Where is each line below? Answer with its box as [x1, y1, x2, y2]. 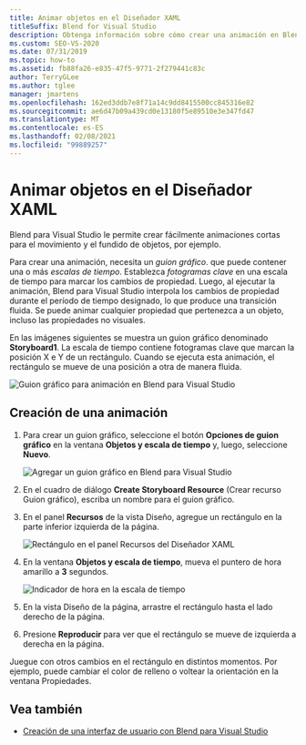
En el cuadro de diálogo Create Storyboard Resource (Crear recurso [22, 484, 282, 495]
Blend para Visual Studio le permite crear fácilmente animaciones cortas [9, 229, 280, 240]
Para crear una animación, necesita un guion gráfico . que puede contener [9, 256, 287, 267]
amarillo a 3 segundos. [22, 566, 109, 577]
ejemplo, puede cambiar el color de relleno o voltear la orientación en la [9, 666, 280, 677]
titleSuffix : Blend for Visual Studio [9, 22, 157, 31]
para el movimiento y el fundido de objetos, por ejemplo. [9, 239, 221, 250]
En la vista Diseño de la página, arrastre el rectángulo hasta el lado [22, 601, 273, 612]
